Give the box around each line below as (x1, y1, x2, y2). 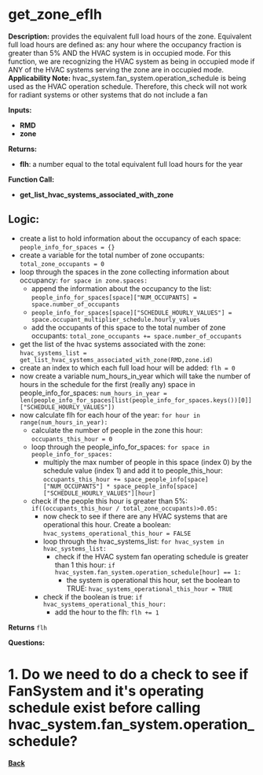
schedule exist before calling (8, 699, 201, 717)
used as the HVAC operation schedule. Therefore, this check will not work (8, 81, 247, 91)
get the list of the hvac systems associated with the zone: (19, 339, 206, 349)
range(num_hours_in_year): (19, 419, 108, 426)
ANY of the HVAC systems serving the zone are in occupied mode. (8, 65, 225, 74)
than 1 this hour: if (54, 560, 115, 570)
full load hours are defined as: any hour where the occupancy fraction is (8, 39, 242, 49)
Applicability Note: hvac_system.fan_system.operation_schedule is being (8, 73, 247, 83)
